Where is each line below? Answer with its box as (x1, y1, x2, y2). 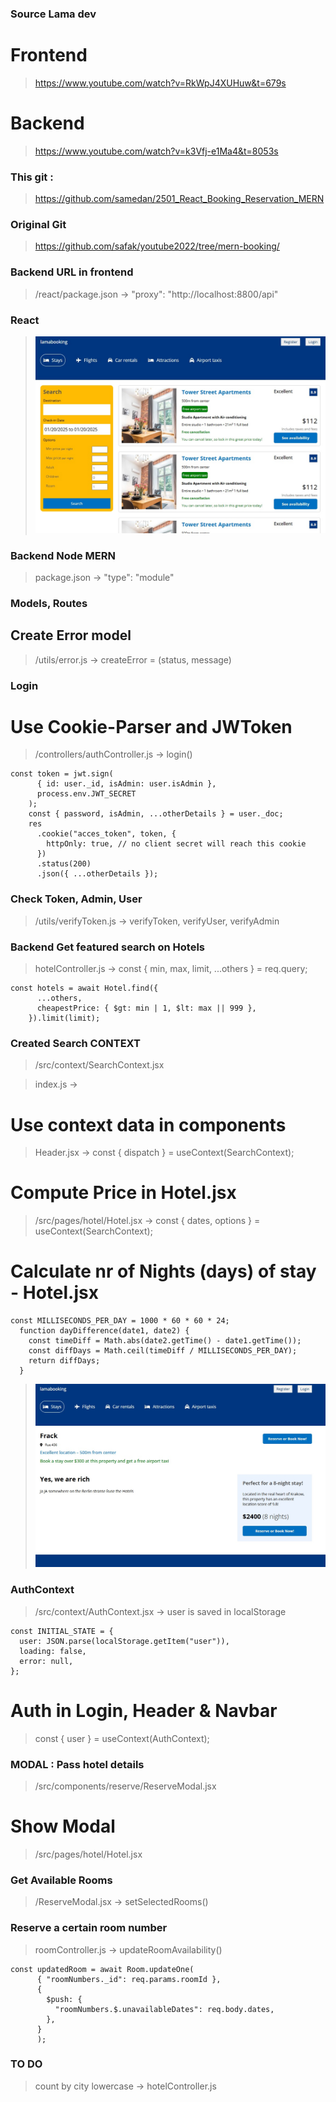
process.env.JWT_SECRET (36, 789, 137, 799)
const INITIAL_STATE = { (10, 1626, 114, 1636)
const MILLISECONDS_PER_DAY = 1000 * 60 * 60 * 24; (10, 1316, 230, 1326)
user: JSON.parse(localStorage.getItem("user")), (19, 1636, 230, 1646)
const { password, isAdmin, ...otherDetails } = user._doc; (28, 809, 284, 819)
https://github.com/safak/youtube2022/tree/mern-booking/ (34, 240, 280, 252)
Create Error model (10, 627, 132, 644)
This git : (10, 170, 54, 184)
